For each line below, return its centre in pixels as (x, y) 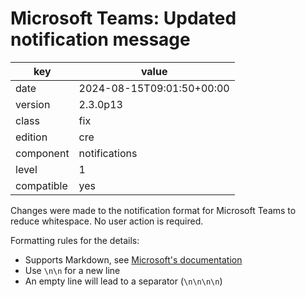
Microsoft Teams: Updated (123, 18)
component (42, 153)
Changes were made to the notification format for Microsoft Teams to (153, 210)
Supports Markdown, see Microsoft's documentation (133, 259)
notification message (100, 39)
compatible (41, 185)
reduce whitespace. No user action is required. (107, 221)
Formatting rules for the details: (75, 240)
